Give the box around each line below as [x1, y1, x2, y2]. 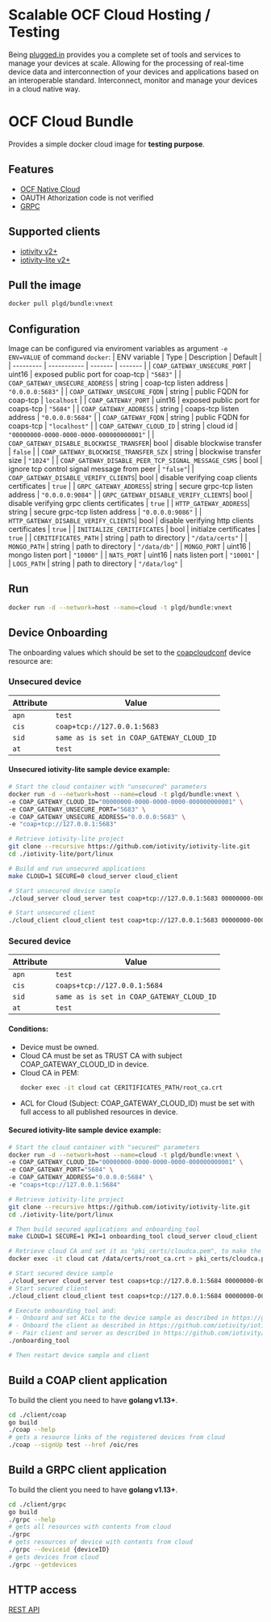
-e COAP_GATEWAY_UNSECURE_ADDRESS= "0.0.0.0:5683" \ [8, 813, 186, 821]
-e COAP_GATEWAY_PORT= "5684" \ [8, 1166, 114, 1174]
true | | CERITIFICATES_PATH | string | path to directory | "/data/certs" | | [8, 533, 248, 542]
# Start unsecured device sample [8, 886, 121, 895]
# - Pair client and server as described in [8, 1329, 161, 1337]
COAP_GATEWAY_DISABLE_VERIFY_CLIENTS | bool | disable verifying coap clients [8, 473, 258, 482]
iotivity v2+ [19, 246, 58, 256]
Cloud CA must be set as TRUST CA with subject [19, 1051, 183, 1060]
